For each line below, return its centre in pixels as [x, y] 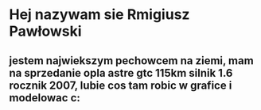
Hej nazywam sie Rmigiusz [99, 15]
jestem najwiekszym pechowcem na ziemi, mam [131, 61]
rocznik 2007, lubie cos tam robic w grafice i [121, 85]
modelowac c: [45, 98]
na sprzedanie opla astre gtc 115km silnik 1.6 [121, 73]
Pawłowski [45, 31]
